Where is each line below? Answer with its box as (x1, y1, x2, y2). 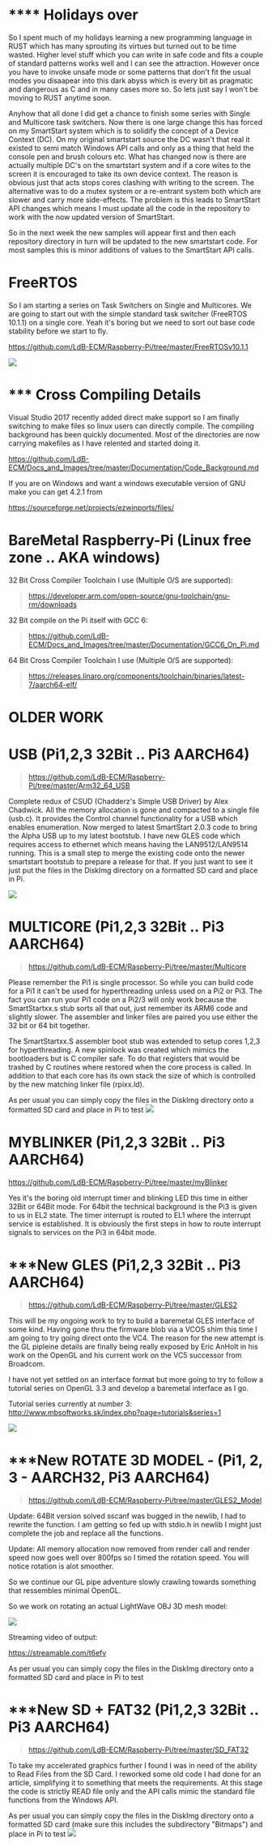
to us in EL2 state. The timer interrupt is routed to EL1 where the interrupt (8, 1210, 251, 1220)
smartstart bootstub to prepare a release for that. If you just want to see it (8, 856, 253, 866)
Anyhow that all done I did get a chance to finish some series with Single (8, 108, 251, 118)
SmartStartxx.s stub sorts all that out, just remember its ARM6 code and (8, 1003, 249, 1013)
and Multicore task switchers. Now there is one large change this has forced (8, 117, 263, 127)
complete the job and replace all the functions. (8, 1528, 164, 1538)
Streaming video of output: (8, 1632, 98, 1642)
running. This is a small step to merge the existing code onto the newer (8, 848, 245, 858)
